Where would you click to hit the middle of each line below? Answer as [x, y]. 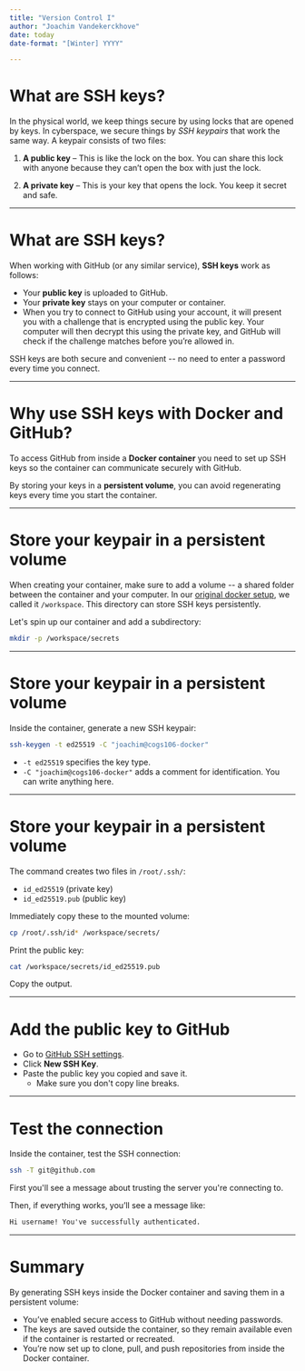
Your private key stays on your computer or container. [124, 303]
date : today [32, 35]
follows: [24, 275]
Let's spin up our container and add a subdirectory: [105, 622]
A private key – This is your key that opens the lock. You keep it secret [155, 185]
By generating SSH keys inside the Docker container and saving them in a [147, 1292]
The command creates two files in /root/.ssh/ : [98, 871]
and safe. [40, 195]
